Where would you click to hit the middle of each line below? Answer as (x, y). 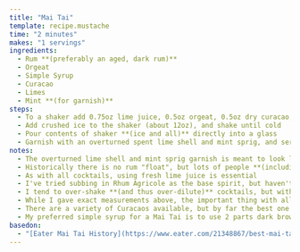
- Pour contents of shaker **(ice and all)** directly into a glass (147, 134)
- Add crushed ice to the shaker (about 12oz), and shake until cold (149, 126)
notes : (21, 150)
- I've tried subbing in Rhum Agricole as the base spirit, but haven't (155, 184)
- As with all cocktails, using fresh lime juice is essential (137, 175)
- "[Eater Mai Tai (52, 233)
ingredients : (33, 51)
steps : (21, 109)
